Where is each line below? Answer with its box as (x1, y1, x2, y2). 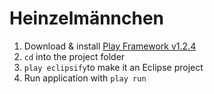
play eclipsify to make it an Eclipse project (23, 61, 204, 73)
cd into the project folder (23, 50, 126, 62)
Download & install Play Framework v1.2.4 (23, 40, 197, 52)
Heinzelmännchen (9, 7, 165, 30)
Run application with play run (23, 72, 147, 84)
